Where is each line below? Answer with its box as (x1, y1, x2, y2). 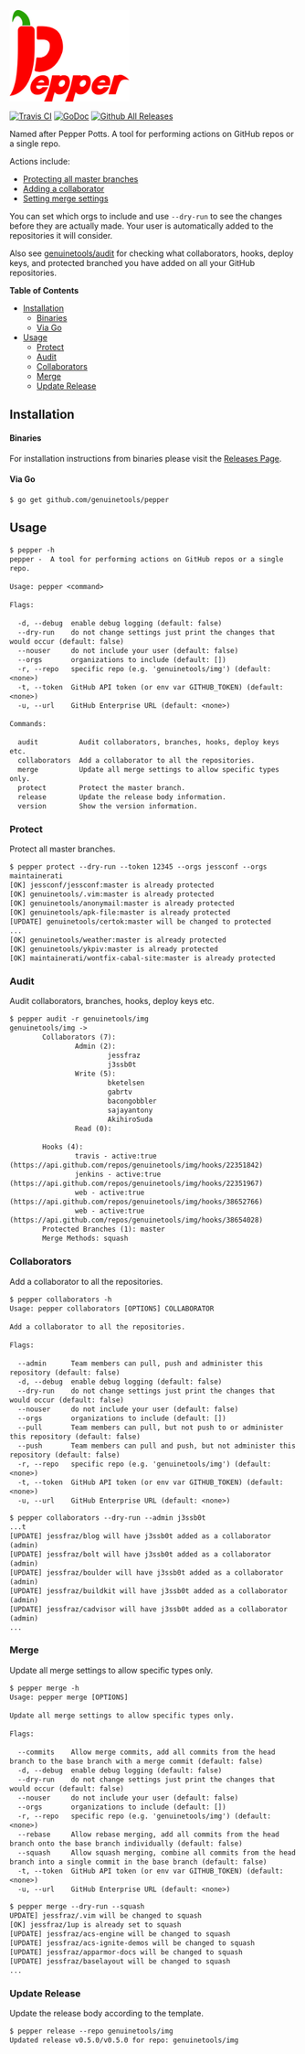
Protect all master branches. (9, 843, 116, 854)
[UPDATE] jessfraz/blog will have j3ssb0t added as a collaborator (9, 1531, 272, 1541)
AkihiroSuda (107, 1115, 153, 1125)
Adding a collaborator (22, 184, 105, 194)
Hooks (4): (42, 1142, 84, 1152)
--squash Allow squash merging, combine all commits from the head (17, 1848, 297, 1857)
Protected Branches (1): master (42, 1225, 166, 1235)
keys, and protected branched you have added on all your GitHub (9, 258, 256, 268)
